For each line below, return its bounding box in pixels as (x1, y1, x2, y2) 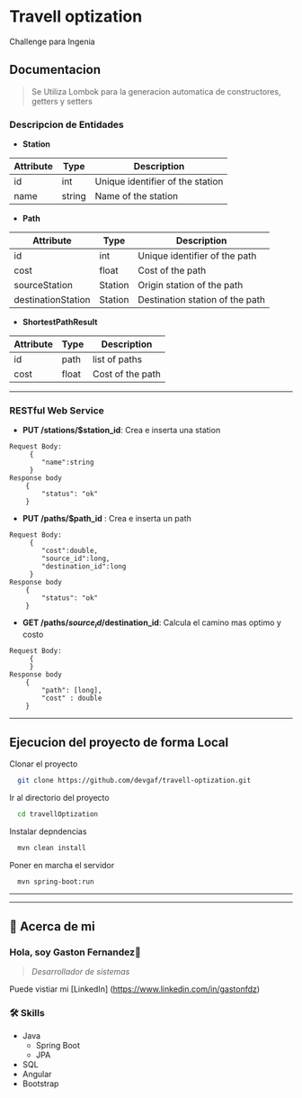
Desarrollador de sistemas (31, 966, 130, 977)
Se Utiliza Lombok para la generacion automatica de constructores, (31, 86, 281, 96)
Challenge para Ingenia (9, 36, 96, 47)
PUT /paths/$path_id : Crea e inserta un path (22, 513, 191, 524)
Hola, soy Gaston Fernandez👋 (9, 946, 141, 958)
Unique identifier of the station (94, 176, 224, 188)
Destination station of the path (138, 294, 265, 306)
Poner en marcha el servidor (9, 859, 115, 870)
